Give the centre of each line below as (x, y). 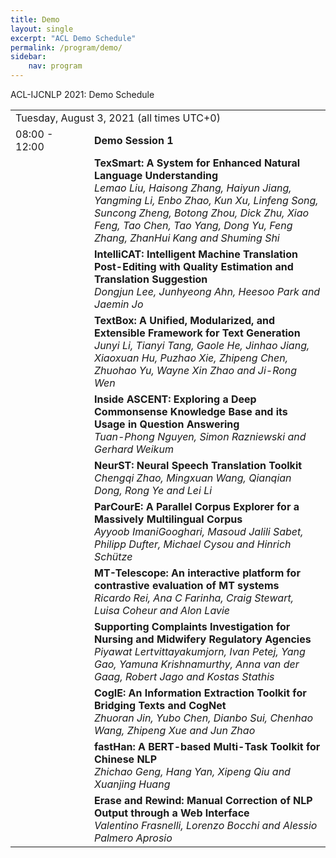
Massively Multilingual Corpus (168, 519)
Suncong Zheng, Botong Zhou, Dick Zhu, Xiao (202, 213)
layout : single (42, 29)
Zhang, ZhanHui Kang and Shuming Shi (187, 238)
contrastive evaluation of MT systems (187, 585)
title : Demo (35, 19)
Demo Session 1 (134, 140)
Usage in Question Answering (167, 424)
